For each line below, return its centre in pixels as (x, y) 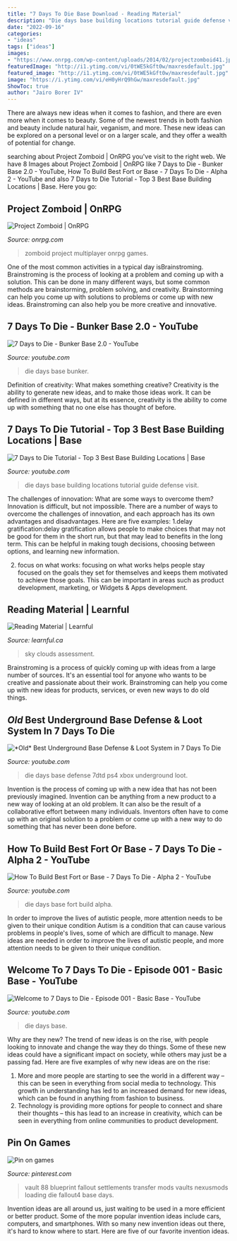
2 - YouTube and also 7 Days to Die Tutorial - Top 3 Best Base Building (109, 179)
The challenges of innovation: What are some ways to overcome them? (110, 498)
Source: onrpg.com (35, 239)
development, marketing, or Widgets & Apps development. (103, 587)
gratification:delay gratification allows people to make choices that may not (116, 529)
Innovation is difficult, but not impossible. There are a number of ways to (113, 506)
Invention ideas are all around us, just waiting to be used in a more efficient (116, 1208)
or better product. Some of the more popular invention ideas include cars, (114, 1216)
